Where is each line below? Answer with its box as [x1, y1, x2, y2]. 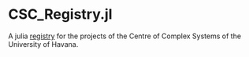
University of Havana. [8, 39, 79, 48]
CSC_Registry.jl [8, 5, 113, 23]
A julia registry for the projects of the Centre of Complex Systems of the [8, 31, 242, 41]
